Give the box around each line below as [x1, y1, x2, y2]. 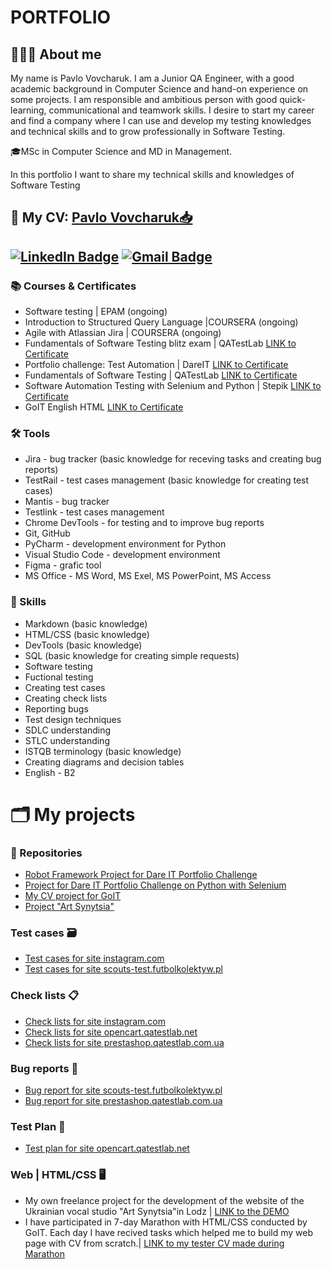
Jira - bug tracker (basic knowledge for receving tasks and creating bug [24, 453, 322, 465]
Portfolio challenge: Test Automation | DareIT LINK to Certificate [24, 359, 289, 371]
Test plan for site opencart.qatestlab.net [24, 1142, 190, 1155]
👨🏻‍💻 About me [10, 46, 102, 63]
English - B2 [24, 766, 76, 778]
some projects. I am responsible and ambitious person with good [10, 94, 278, 105]
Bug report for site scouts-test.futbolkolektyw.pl [24, 1084, 223, 1096]
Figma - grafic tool [24, 559, 102, 571]
